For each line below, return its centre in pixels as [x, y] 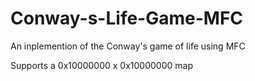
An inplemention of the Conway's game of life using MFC [128, 46]
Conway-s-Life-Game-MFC [127, 18]
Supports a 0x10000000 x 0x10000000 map [101, 65]
